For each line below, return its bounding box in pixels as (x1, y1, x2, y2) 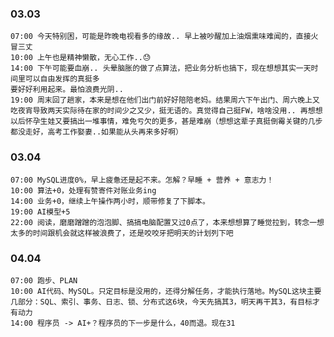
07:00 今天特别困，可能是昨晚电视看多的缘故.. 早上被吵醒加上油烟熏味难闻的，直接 (10, 32, 312, 42)
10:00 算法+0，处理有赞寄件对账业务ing (10, 185, 157, 196)
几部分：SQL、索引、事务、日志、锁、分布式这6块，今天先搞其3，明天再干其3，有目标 (10, 297, 313, 307)
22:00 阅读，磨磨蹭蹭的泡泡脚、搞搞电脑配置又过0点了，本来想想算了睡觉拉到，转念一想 (10, 217, 325, 227)
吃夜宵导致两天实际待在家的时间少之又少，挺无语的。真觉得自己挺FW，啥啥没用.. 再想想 (10, 106, 323, 116)
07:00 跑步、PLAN (10, 275, 78, 286)
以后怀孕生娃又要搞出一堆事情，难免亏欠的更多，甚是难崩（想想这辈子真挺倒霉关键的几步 (10, 117, 323, 127)
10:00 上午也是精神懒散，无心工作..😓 (10, 53, 152, 63)
